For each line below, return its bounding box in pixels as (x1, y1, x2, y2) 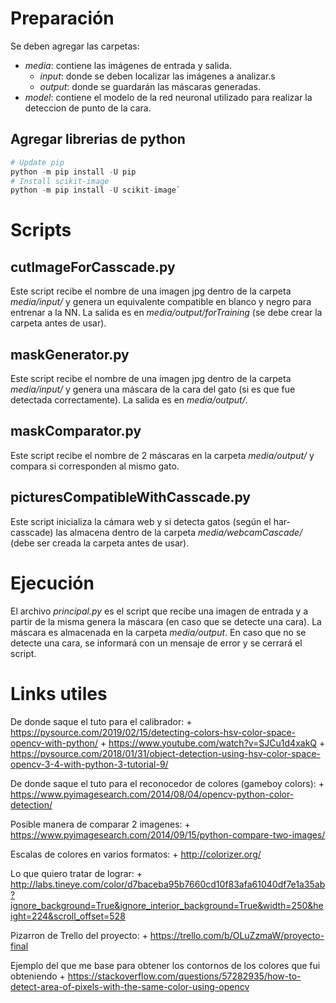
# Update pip (10, 157, 65, 167)
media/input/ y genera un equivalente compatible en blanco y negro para (10, 296, 312, 308)
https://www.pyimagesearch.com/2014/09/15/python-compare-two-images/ (10, 828, 326, 841)
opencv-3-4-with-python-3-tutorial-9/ (10, 758, 169, 770)
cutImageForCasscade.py (10, 258, 176, 276)
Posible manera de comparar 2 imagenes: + (10, 818, 191, 830)
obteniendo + (10, 970, 66, 982)
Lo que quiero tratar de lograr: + (10, 867, 143, 879)
